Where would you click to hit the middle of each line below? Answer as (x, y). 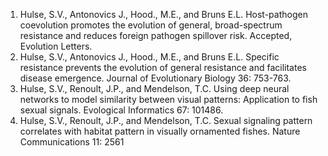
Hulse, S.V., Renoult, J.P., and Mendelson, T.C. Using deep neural (154, 88)
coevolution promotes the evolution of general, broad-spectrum (151, 25)
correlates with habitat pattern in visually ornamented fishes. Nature (160, 131)
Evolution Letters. (56, 46)
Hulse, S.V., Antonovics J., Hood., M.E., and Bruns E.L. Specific (149, 57)
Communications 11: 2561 (72, 142)
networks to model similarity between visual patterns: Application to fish (168, 99)
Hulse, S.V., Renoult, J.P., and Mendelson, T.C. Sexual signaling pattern (166, 120)
